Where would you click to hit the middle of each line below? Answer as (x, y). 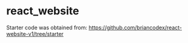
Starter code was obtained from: (47, 27)
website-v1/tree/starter (35, 33)
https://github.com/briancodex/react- (136, 27)
